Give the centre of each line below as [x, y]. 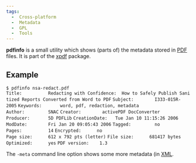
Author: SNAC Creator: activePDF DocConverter [83, 112]
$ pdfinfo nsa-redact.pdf [38, 88]
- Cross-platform [34, 17]
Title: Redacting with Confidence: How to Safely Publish [92, 93]
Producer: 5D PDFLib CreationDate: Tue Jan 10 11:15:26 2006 [92, 118]
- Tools [22, 33]
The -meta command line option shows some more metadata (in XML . [90, 154]
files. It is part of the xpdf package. [48, 56]
